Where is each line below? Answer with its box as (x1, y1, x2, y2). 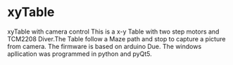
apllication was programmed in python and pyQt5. (7, 50, 153, 58)
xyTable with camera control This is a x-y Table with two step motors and (7, 27, 220, 36)
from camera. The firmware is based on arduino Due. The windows (7, 42, 202, 50)
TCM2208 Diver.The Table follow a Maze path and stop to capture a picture (7, 34, 226, 43)
